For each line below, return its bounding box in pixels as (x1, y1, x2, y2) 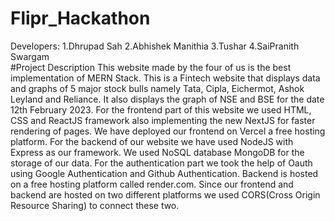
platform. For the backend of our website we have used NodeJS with (10, 135, 294, 147)
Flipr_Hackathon (10, 7, 151, 30)
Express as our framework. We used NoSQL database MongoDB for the (10, 146, 305, 158)
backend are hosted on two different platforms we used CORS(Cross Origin (10, 188, 321, 201)
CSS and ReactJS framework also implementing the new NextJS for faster (10, 114, 316, 126)
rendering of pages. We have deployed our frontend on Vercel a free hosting (10, 125, 326, 137)
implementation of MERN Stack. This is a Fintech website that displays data (10, 72, 321, 84)
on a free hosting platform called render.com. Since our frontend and (10, 178, 294, 190)
